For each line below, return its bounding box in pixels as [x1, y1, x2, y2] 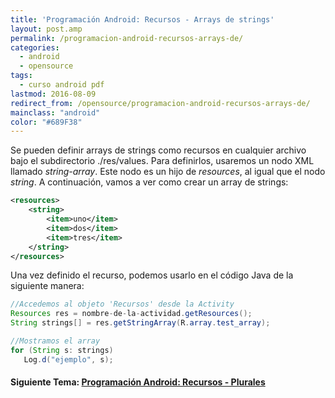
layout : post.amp [10, 24, 83, 34]
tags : [10, 71, 33, 81]
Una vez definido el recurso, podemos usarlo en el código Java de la [10, 269, 294, 281]
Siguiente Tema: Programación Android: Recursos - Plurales [10, 376, 266, 388]
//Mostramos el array [10, 336, 101, 346]
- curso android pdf [19, 80, 105, 90]
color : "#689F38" [10, 117, 83, 127]
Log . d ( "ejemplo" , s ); [23, 354, 114, 365]
